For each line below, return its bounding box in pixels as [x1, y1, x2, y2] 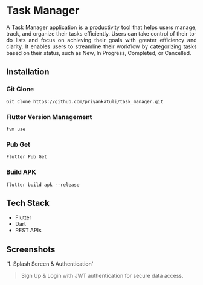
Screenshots [6, 244, 56, 254]
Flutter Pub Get [6, 154, 47, 160]
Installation [6, 67, 50, 77]
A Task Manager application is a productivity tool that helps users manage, [6, 24, 197, 31]
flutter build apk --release [6, 182, 80, 188]
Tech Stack [6, 197, 50, 208]
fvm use [6, 126, 26, 132]
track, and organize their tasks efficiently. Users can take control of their [6, 30, 188, 37]
